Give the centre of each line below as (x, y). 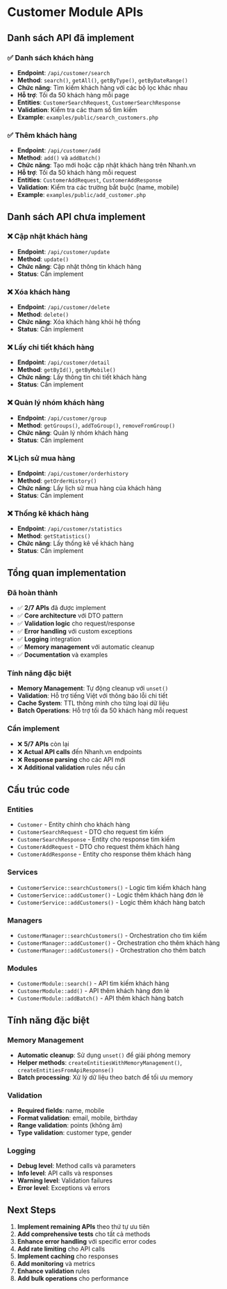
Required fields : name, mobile (61, 1111)
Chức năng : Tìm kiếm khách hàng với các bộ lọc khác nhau (102, 87)
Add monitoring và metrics (56, 1264)
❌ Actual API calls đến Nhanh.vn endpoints (79, 751)
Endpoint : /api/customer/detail (64, 362)
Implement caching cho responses (68, 1256)
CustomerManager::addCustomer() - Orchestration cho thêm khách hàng (118, 943)
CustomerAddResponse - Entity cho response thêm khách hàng (104, 854)
